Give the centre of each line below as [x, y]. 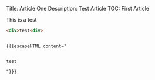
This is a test [21, 20]
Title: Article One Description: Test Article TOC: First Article [78, 8]
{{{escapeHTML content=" [36, 46]
